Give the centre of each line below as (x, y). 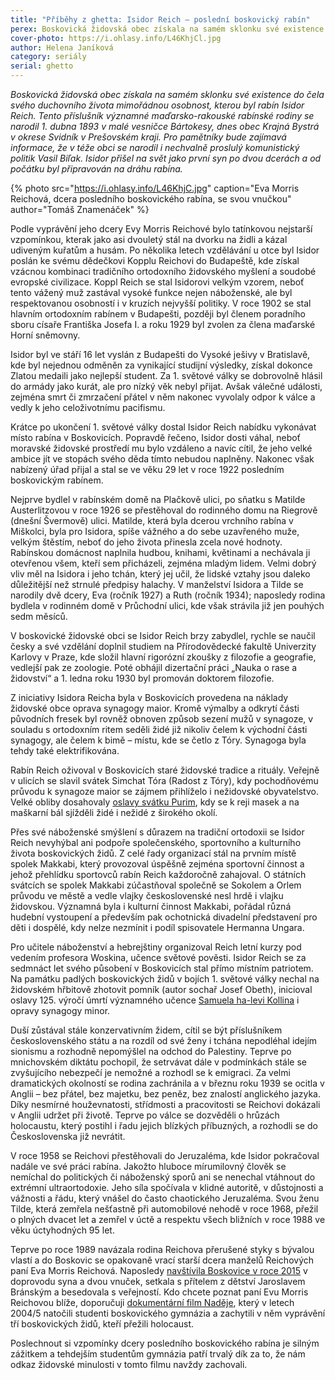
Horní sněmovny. (45, 335)
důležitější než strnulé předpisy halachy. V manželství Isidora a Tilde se (157, 584)
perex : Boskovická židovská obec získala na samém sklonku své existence (167, 29)
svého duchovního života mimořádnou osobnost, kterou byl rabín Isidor (157, 105)
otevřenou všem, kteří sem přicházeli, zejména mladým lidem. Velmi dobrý (163, 563)
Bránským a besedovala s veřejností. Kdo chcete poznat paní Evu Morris (159, 1292)
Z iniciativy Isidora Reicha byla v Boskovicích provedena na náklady (149, 697)
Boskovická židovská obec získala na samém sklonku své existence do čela (167, 94)
